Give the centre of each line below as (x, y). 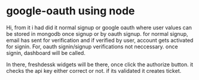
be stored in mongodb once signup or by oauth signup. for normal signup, (97, 33)
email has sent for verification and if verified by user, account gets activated (100, 40)
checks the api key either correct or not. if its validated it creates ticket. (94, 70)
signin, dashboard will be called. (46, 53)
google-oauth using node (71, 11)
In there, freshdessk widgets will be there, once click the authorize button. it (100, 64)
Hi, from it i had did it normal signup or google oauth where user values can (99, 27)
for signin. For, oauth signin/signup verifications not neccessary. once (92, 47)
